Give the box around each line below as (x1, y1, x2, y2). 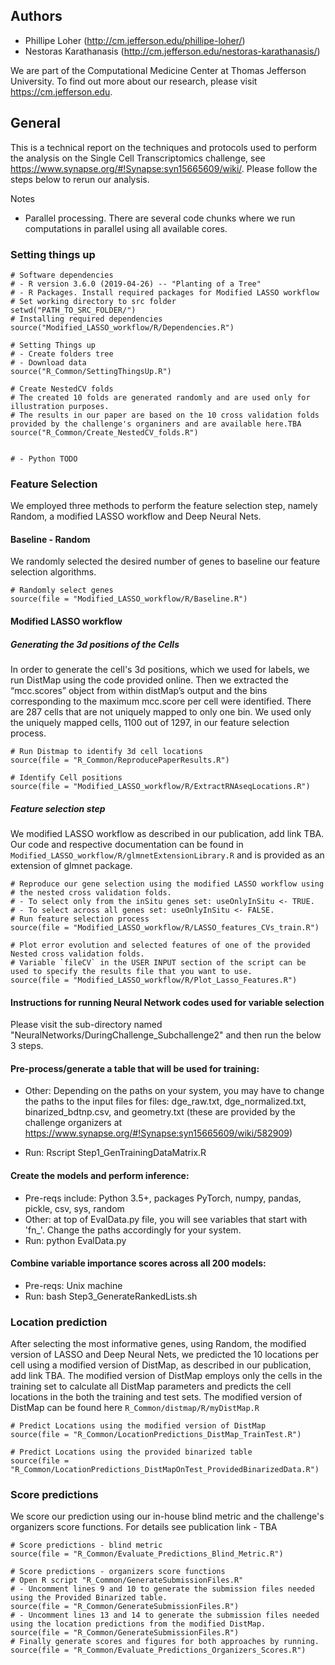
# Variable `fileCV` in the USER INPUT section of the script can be (10, 957, 307, 968)
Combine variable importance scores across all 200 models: (10, 1257, 267, 1269)
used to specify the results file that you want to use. (10, 966, 253, 976)
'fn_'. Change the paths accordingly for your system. (24, 1224, 242, 1236)
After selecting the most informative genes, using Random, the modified (10, 1338, 307, 1350)
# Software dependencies (10, 270, 114, 280)
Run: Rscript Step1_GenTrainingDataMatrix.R (24, 1147, 207, 1159)
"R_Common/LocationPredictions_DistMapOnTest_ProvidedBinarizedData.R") (10, 1465, 320, 1475)
